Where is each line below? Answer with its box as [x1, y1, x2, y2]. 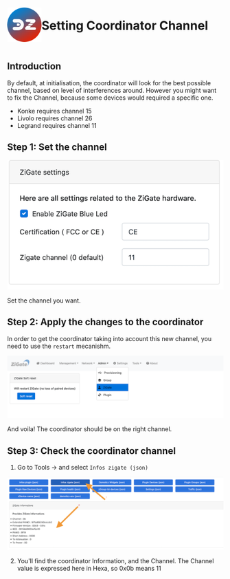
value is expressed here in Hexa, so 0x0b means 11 [16, 565, 161, 572]
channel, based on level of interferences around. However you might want [7, 86, 217, 94]
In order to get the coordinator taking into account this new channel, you [7, 334, 212, 342]
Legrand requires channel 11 [16, 121, 97, 129]
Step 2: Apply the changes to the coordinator [7, 316, 204, 328]
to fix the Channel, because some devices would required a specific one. [7, 94, 214, 102]
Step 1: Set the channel [7, 142, 108, 153]
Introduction [7, 61, 62, 72]
